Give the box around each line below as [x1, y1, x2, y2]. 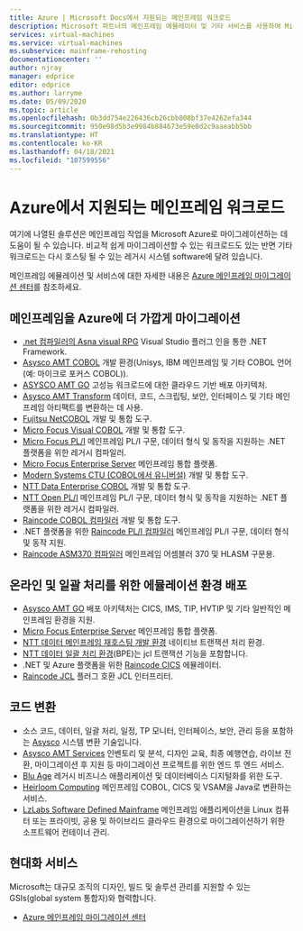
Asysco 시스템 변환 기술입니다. [32, 736, 142, 747]
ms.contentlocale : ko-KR [9, 139, 103, 148]
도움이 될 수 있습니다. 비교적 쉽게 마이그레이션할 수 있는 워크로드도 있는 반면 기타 [9, 240, 293, 251]
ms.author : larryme [9, 88, 83, 97]
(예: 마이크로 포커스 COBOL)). [22, 369, 129, 379]
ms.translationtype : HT [9, 131, 99, 140]
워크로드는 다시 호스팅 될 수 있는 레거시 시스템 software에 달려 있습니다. [9, 251, 263, 262]
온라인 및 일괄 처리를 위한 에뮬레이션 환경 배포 [9, 578, 248, 593]
